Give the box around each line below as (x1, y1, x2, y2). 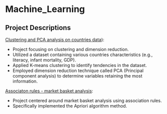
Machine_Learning (5, 3, 86, 15)
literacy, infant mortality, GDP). (12, 57, 76, 63)
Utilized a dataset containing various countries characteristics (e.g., (12, 51, 153, 57)
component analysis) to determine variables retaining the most (12, 73, 142, 78)
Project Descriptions (5, 23, 71, 32)
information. (12, 78, 38, 84)
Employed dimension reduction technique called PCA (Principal (12, 67, 144, 73)
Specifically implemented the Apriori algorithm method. (12, 103, 127, 108)
